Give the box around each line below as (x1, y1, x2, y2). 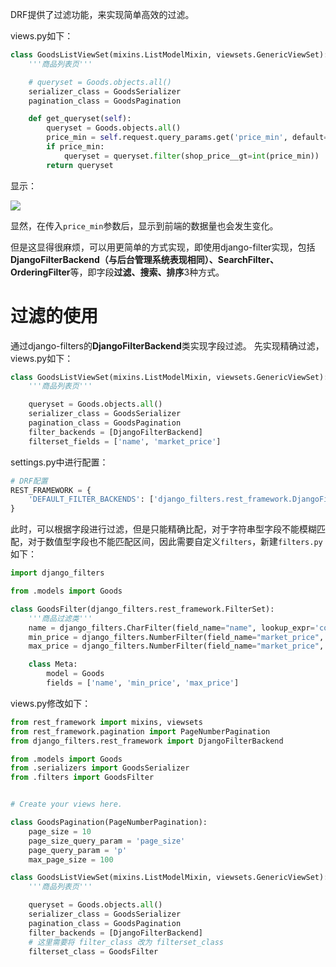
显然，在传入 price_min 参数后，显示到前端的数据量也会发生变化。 (10, 219, 279, 232)
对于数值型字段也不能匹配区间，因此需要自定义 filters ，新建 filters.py (27, 536, 323, 548)
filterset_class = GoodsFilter (28, 946, 159, 957)
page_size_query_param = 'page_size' (28, 836, 186, 846)
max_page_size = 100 (28, 854, 114, 865)
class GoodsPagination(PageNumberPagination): (10, 818, 208, 828)
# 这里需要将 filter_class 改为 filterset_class (28, 937, 224, 947)
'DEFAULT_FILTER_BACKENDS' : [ (28, 494, 155, 505)
